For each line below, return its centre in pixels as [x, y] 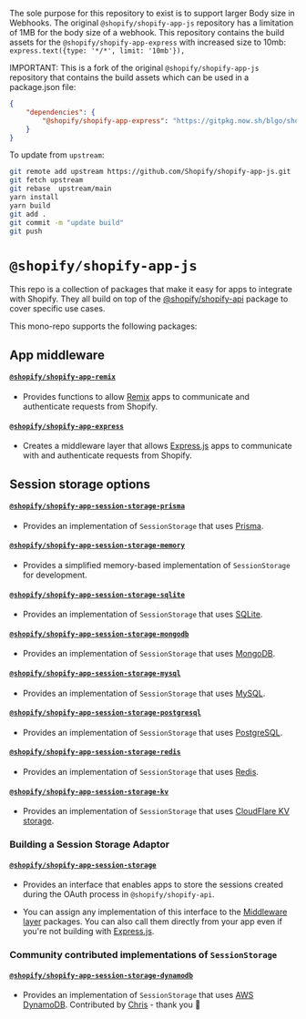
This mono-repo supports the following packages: [103, 326]
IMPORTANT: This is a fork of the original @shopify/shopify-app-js [134, 68]
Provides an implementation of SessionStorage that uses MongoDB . [149, 654]
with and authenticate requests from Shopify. [107, 455]
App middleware [57, 355]
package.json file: [43, 87]
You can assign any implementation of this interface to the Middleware [155, 912]
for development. [55, 575]
